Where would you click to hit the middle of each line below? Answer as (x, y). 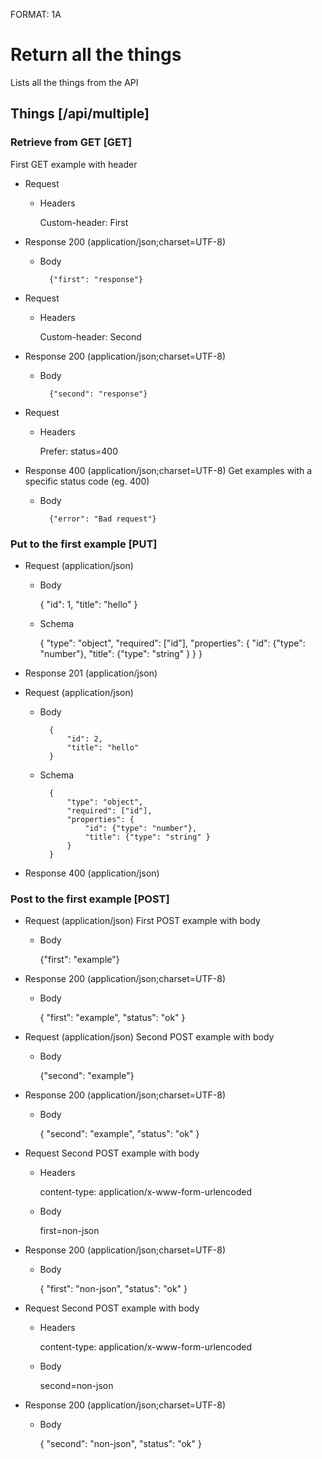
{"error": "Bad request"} (102, 519)
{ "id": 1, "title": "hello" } (88, 604)
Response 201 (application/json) (91, 673)
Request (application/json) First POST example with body (142, 921)
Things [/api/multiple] (80, 114)
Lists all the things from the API (74, 82)
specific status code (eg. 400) (87, 481)
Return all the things (96, 55)
